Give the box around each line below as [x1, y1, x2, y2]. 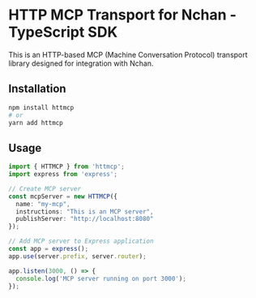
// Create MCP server [8, 184, 82, 192]
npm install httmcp [8, 103, 75, 111]
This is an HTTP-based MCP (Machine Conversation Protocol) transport [8, 50, 249, 59]
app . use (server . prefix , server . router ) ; [8, 252, 147, 261]
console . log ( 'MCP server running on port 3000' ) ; [15, 274, 186, 283]
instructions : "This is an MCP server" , [15, 207, 154, 216]
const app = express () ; [8, 245, 89, 253]
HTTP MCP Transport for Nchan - [8, 6, 237, 24]
